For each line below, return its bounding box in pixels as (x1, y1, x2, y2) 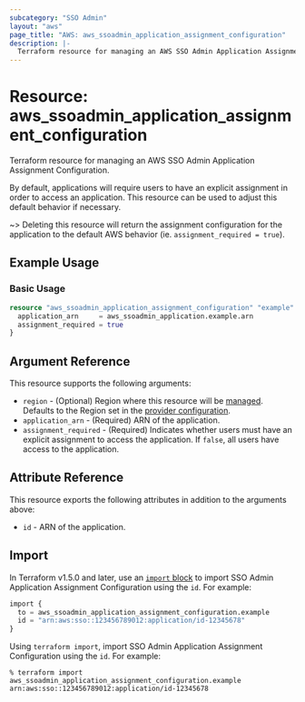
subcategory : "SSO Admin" (9, 13, 107, 23)
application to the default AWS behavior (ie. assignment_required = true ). (9, 229, 286, 240)
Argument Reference (9, 354, 131, 369)
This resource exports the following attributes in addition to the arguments (9, 494, 288, 505)
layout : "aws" (9, 22, 64, 31)
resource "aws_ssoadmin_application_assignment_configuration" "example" (9, 303, 295, 312)
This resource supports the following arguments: (9, 378, 192, 389)
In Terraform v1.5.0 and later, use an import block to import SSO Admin (9, 572, 274, 583)
